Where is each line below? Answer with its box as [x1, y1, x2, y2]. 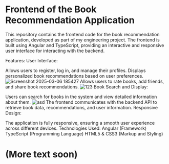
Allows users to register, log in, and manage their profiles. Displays [5, 67, 146, 74]
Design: [5, 110, 22, 116]
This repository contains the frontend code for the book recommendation [5, 31, 160, 37]
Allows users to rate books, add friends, [80, 78, 164, 84]
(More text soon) [5, 149, 78, 160]
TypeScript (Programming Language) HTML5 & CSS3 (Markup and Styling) [5, 130, 163, 136]
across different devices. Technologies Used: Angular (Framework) [5, 125, 147, 131]
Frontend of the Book [5, 4, 97, 15]
